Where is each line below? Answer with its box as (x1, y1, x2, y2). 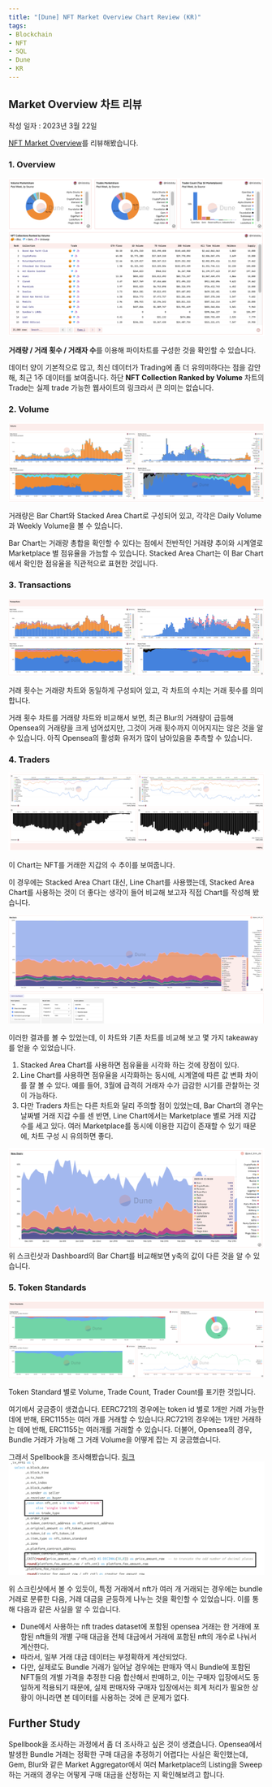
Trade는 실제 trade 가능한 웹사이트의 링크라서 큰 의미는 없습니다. (8, 383, 214, 393)
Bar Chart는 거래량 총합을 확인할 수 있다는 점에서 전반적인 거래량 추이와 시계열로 (8, 539, 264, 548)
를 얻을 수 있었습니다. (8, 1042, 76, 1052)
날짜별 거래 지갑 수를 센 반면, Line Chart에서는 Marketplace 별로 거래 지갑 (19, 1110, 257, 1120)
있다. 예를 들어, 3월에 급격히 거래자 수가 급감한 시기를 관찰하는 (54, 1080, 252, 1090)
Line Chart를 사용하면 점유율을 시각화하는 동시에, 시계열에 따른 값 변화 (19, 1070, 244, 1080)
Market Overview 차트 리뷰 (8, 97, 142, 111)
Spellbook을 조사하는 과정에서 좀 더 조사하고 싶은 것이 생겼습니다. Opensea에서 (8, 1739, 262, 1749)
